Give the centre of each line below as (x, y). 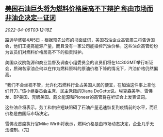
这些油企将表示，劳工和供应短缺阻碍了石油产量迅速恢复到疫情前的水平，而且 (81, 107)
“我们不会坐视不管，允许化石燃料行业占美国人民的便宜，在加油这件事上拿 (78, 85)
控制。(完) (19, 130)
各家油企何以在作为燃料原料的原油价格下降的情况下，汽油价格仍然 (88, 68)
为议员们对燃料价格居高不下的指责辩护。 (45, 52)
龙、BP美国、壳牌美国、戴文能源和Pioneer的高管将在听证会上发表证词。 (77, 97)
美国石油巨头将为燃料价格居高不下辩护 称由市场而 (79, 9)
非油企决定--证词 (30, 18)
